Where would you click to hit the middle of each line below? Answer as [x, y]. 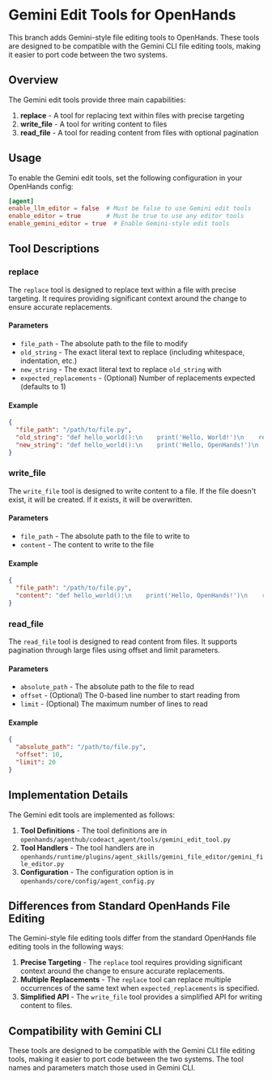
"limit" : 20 [36, 763]
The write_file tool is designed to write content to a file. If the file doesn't [132, 491]
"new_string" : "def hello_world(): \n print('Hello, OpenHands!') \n [137, 445]
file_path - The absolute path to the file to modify [104, 343]
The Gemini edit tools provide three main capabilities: [97, 100]
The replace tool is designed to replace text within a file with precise [122, 289]
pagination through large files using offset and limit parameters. [114, 650]
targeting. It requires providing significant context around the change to [127, 298]
